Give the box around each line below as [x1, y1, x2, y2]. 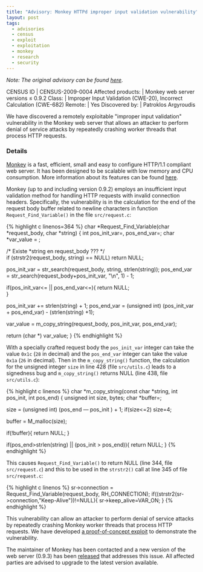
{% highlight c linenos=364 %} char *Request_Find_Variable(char [6, 222, 170, 230]
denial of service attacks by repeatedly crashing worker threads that [6, 125, 177, 133]
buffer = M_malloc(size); [6, 417, 68, 425]
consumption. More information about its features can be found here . [6, 173, 178, 181]
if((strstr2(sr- [151, 490, 184, 497]
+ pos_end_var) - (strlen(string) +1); [6, 308, 95, 316]
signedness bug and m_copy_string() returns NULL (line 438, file [6, 369, 168, 376]
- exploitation [11, 43, 50, 49]
